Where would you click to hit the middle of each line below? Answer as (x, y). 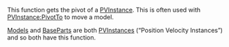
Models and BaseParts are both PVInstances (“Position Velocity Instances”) (115, 30)
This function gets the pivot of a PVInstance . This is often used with (104, 10)
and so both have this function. (51, 37)
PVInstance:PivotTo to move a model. (61, 17)
